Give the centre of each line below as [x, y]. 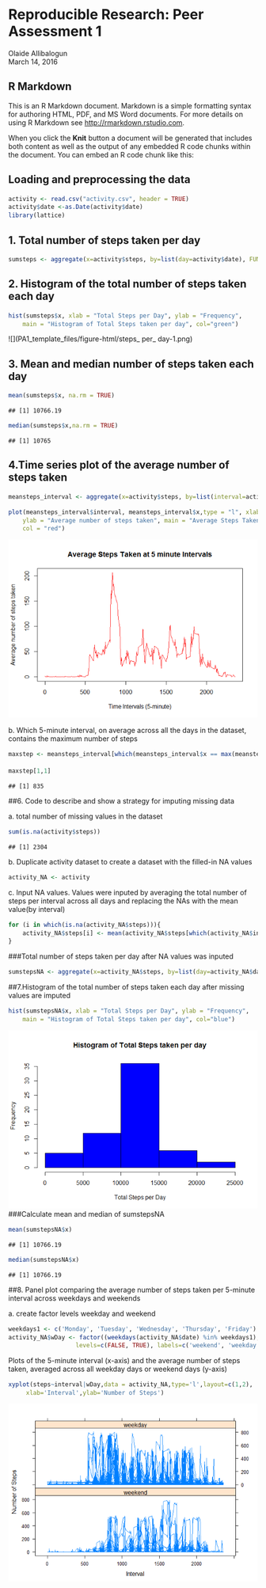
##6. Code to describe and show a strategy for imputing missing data [122, 800]
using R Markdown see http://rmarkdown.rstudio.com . [96, 122]
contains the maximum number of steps [73, 739]
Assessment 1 [55, 31]
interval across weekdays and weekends [74, 1298]
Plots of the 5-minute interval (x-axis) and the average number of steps [124, 1361]
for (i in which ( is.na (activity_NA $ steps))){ [84, 925]
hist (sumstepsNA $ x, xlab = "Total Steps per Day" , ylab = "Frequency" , [129, 1011]
